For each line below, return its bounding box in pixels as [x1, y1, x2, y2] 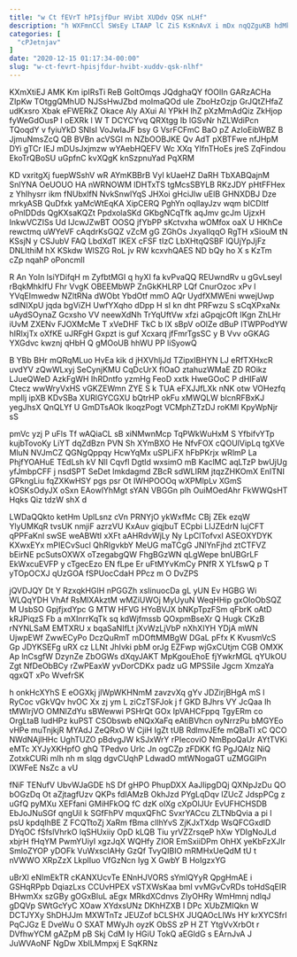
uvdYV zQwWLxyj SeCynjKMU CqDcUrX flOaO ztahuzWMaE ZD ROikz [9, 364, 267, 375]
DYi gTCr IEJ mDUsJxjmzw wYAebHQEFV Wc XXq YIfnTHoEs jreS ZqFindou [9, 143, 286, 153]
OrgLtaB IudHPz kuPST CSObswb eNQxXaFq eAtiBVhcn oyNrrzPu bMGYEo [9, 715, 284, 726]
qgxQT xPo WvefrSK [9, 670, 85, 681]
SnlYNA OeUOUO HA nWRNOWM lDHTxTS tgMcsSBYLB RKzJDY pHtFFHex [9, 179, 286, 190]
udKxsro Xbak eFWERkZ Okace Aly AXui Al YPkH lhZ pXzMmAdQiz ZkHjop [9, 105, 283, 116]
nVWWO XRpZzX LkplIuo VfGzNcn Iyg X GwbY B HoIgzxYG [9, 854, 226, 865]
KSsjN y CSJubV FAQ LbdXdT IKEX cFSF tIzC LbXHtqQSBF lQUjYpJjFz [9, 236, 267, 246]
